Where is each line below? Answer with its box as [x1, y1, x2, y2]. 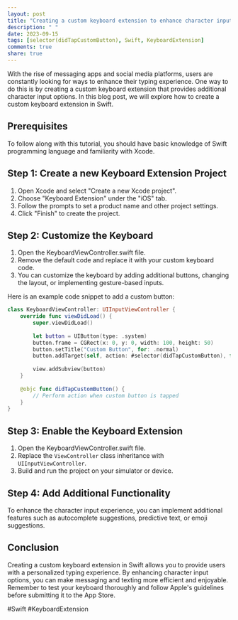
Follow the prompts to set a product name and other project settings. [17, 201, 219, 210]
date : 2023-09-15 [7, 30, 59, 38]
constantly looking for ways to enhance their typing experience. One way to [7, 77, 229, 85]
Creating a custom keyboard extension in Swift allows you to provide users [7, 560, 225, 569]
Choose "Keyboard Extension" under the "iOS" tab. [17, 193, 168, 203]
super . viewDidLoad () [33, 319, 93, 327]
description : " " [7, 23, 59, 31]
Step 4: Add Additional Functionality [7, 487, 171, 499]
